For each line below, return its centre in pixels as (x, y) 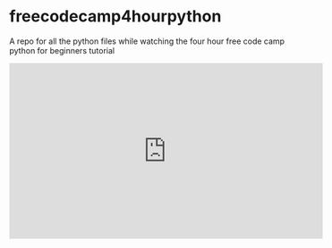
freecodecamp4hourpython (115, 17)
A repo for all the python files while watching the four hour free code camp (147, 41)
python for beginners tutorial (62, 50)
